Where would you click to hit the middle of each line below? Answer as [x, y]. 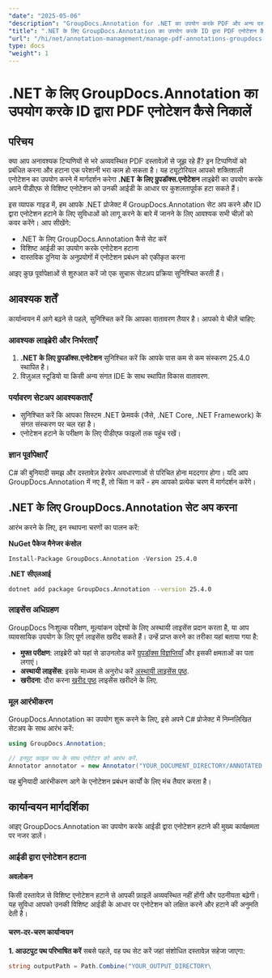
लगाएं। [29, 661]
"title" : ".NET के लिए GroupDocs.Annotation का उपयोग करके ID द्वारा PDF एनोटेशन [133, 31]
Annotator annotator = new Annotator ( [74, 766]
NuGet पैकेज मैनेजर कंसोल [45, 543]
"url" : [19, 38]
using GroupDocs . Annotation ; [57, 743]
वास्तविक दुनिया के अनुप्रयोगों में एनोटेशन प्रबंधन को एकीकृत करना [102, 257]
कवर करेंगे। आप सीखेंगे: [40, 223]
